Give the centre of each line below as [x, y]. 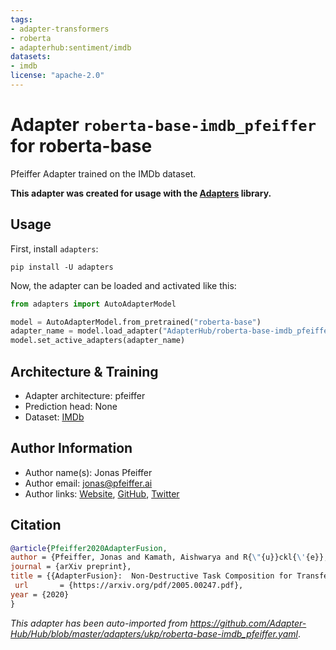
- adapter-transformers [60, 29]
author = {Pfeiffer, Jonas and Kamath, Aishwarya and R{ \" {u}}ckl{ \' [158, 557]
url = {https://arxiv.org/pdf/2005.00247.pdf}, [129, 586]
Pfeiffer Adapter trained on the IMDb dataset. [103, 173]
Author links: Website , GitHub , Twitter [102, 493]
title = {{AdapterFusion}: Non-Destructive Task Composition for [151, 576]
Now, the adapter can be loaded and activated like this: [123, 285]
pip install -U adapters [62, 267]
